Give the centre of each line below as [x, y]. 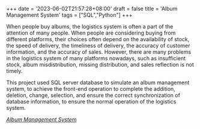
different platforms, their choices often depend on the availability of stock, [98, 39]
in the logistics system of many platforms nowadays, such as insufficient [96, 58]
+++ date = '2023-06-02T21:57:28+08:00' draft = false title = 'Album [92, 9]
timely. [14, 71]
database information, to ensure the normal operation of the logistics [91, 102]
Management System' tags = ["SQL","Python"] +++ [70, 15]
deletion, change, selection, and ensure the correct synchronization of [93, 95]
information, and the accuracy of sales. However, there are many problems [98, 52]
